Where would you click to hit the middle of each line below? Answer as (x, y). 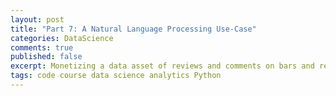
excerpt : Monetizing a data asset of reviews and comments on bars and (162, 66)
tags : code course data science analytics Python (116, 76)
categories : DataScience (62, 38)
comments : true (42, 47)
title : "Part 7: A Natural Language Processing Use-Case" (133, 29)
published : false (46, 57)
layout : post (37, 19)
